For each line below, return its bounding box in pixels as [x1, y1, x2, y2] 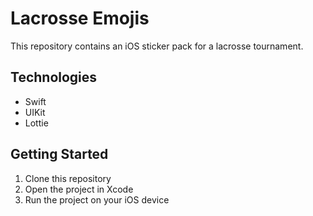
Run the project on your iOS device [24, 193, 170, 206]
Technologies [10, 69, 98, 86]
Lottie [24, 117, 49, 129]
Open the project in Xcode [24, 183, 134, 195]
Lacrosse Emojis [10, 7, 150, 30]
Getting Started [10, 146, 109, 163]
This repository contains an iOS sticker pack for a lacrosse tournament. [10, 40, 304, 52]
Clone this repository [24, 172, 112, 184]
